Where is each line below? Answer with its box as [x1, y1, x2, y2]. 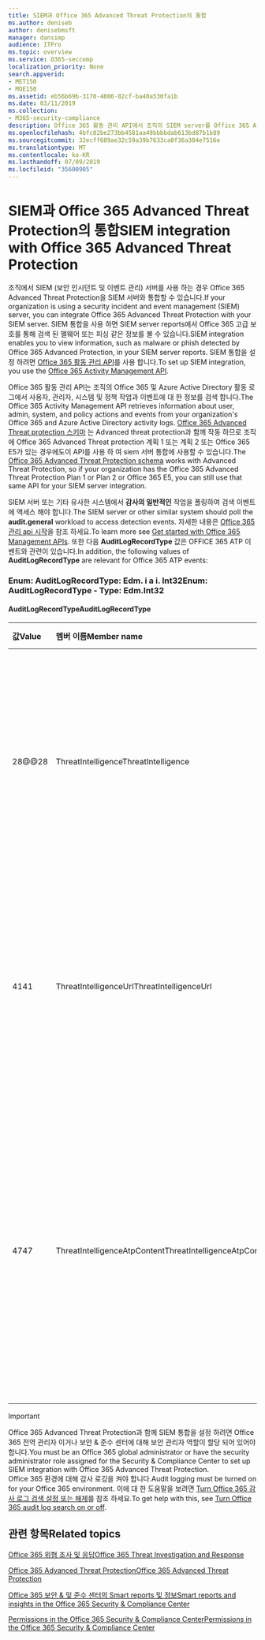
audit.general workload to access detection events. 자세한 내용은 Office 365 [8, 517, 255, 526]
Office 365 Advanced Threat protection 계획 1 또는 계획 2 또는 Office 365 [16, 437, 251, 446]
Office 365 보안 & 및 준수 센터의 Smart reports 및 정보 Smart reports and [8, 1590, 237, 1600]
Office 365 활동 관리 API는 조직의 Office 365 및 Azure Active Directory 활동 [8, 382, 247, 391]
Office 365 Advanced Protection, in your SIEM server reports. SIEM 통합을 [8, 347, 248, 357]
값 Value [12, 631, 42, 642]
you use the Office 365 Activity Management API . [8, 366, 170, 375]
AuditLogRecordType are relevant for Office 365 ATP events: [8, 555, 208, 565]
